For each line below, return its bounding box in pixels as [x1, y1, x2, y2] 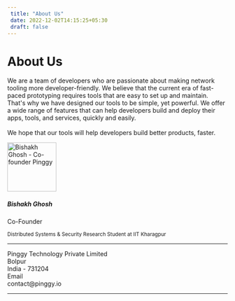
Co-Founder [7, 218, 43, 226]
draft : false [10, 23, 49, 30]
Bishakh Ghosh [7, 199, 52, 208]
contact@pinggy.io [7, 279, 62, 288]
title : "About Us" [10, 10, 64, 17]
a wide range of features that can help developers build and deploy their [7, 106, 215, 115]
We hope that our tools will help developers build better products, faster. [7, 129, 216, 137]
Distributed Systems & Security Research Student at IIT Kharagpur [7, 231, 166, 238]
